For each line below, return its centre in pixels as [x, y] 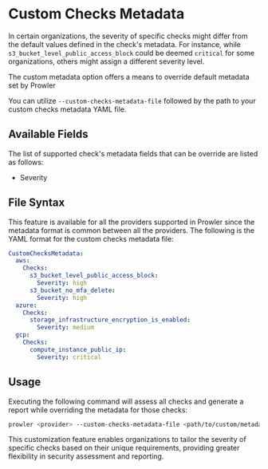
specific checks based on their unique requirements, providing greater [124, 448]
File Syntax [37, 203]
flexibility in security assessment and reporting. [86, 456]
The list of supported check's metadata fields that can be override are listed [133, 153]
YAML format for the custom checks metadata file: [91, 238]
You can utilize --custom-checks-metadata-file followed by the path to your [132, 100]
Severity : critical [69, 357]
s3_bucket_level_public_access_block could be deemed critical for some [132, 53]
